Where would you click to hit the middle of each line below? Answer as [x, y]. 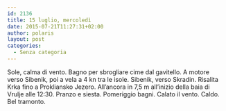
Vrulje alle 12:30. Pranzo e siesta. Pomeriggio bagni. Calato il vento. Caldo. [113, 94]
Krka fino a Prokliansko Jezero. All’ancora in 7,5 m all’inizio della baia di [108, 87]
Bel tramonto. [27, 101]
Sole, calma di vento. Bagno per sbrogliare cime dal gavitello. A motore [108, 72]
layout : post [26, 40]
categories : [24, 46]
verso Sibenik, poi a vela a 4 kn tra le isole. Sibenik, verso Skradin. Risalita [113, 79]
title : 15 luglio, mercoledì [49, 20]
